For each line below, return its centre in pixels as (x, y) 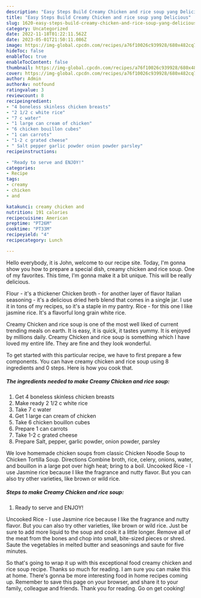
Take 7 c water (33, 409)
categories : (21, 168)
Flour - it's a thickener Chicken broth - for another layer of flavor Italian (94, 293)
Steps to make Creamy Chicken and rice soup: (65, 492)
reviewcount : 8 (25, 96)
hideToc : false (25, 51)
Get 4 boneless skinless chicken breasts (65, 397)
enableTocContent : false (37, 62)
